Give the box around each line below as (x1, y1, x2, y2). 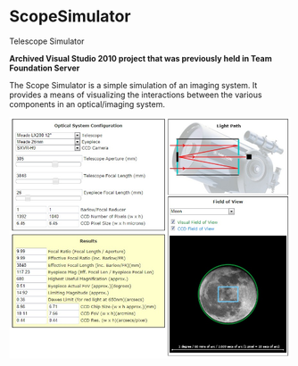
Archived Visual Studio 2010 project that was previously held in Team (9, 53, 272, 63)
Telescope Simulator (9, 36, 85, 46)
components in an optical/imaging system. (9, 98, 165, 109)
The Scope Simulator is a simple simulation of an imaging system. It (9, 79, 258, 90)
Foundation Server (9, 62, 80, 73)
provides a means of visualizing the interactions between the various (9, 89, 262, 100)
